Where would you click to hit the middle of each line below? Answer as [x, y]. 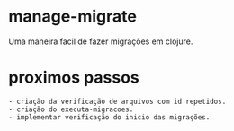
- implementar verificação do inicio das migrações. [109, 117]
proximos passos [74, 78]
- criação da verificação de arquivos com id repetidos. [117, 101]
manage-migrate [72, 17]
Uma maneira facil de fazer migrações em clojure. [101, 41]
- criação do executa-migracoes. [71, 109]
